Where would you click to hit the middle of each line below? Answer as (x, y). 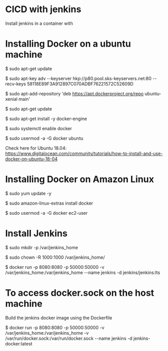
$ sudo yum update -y (28, 193)
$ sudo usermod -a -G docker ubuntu (44, 138)
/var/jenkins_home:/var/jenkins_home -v (47, 333)
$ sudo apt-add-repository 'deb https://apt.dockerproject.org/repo (74, 93)
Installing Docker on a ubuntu (68, 44)
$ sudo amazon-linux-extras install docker (49, 203)
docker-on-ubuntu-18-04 (32, 159)
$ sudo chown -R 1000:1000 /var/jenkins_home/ (55, 257)
